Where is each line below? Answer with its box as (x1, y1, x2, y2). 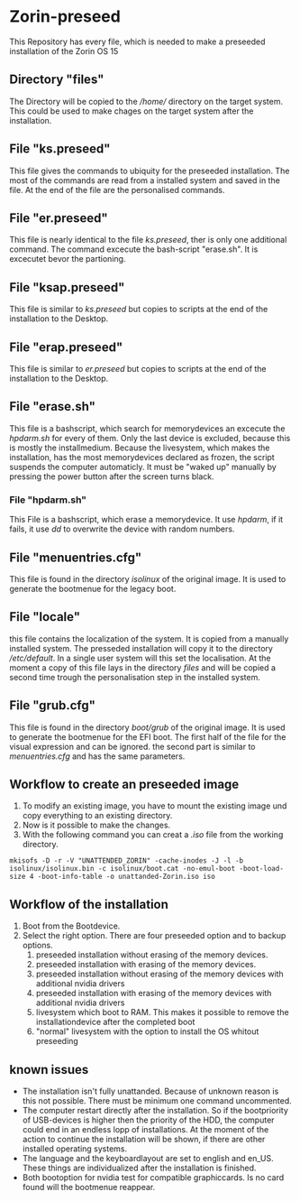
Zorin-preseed (9, 6, 122, 27)
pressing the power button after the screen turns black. (9, 471, 214, 482)
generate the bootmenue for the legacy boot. (9, 583, 177, 594)
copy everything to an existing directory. (22, 810, 173, 821)
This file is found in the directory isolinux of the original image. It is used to (9, 573, 286, 584)
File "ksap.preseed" (9, 280, 125, 295)
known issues (9, 1062, 89, 1077)
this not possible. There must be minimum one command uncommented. (22, 1095, 293, 1106)
